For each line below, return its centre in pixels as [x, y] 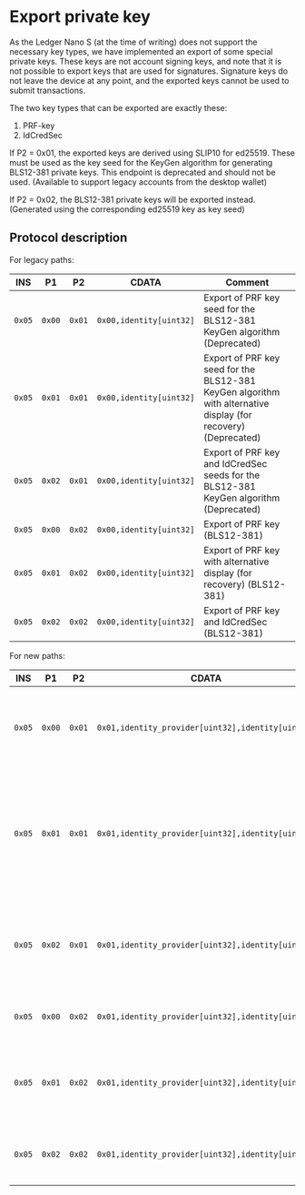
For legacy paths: [42, 259]
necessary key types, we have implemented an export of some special [141, 51]
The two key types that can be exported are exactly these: [118, 107]
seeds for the [232, 475]
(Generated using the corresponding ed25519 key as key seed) [127, 209]
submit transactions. [48, 90]
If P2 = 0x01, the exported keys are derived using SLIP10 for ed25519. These [152, 153]
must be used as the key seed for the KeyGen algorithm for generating [141, 162]
